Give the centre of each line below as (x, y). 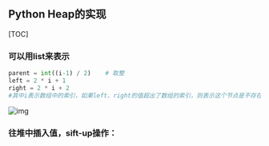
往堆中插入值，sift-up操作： (63, 132)
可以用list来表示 (39, 56)
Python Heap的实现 (57, 14)
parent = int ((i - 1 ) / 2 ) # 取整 (66, 73)
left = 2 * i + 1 (37, 81)
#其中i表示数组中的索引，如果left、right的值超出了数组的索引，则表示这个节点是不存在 (135, 95)
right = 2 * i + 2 (39, 88)
